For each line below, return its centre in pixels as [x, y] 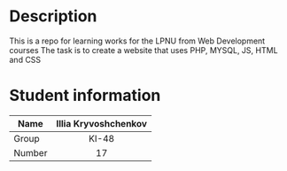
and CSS [25, 59]
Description [53, 16]
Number [31, 152]
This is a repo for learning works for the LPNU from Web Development [137, 41]
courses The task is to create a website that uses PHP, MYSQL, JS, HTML [143, 50]
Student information [85, 96]
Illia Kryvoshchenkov [102, 123]
